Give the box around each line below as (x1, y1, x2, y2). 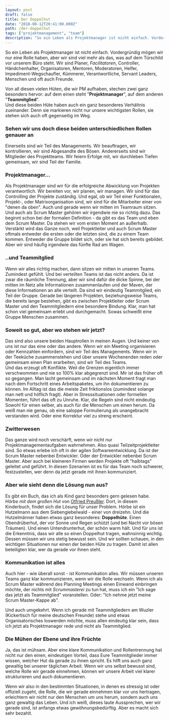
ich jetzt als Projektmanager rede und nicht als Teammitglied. (5, 623, 132, 629)
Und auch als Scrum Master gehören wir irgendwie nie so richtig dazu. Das (5, 209, 161, 215)
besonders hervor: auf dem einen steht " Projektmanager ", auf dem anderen (5, 91, 163, 97)
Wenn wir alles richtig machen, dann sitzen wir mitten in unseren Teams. (5, 265, 155, 272)
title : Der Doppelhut (5, 17, 51, 22)
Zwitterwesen (5, 425, 40, 432)
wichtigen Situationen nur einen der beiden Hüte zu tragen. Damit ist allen (5, 541, 158, 547)
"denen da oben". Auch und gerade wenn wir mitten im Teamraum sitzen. (5, 204, 157, 210)
